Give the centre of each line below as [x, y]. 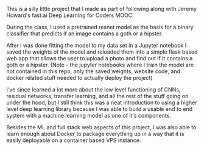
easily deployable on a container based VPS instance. [74, 140]
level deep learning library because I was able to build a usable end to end [100, 109]
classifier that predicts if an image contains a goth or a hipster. [85, 34]
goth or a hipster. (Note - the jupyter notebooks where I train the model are [100, 65]
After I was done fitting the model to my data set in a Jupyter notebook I [97, 45]
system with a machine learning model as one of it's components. [89, 116]
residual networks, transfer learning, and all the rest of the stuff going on [97, 96]
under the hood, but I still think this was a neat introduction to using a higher [102, 102]
